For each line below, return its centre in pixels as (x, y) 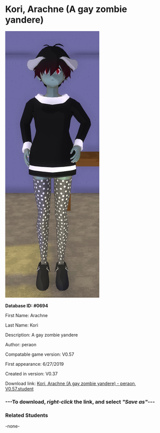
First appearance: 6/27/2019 (35, 364)
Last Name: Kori (22, 325)
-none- (13, 426)
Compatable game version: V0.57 (40, 354)
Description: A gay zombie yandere (42, 335)
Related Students (27, 415)
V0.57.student (20, 389)
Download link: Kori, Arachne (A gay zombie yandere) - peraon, (71, 383)
